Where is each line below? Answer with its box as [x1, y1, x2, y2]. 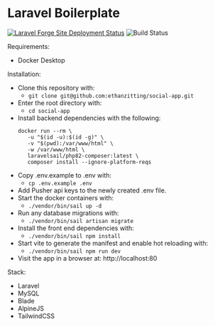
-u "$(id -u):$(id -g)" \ [27, 134, 104, 141]
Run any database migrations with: [17, 208, 119, 217]
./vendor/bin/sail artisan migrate [28, 217, 133, 224]
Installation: [7, 70, 41, 78]
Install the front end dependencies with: [17, 224, 135, 232]
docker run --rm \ [17, 127, 72, 134]
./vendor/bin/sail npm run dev [28, 247, 121, 255]
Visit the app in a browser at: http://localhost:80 [17, 254, 158, 262]
